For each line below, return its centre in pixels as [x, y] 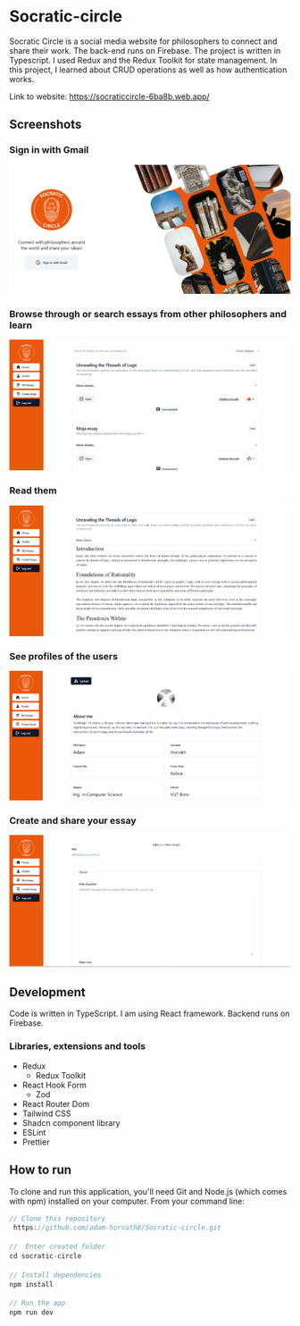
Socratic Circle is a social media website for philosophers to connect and [143, 41]
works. [22, 79]
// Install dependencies [55, 1275]
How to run [41, 1170]
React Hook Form [54, 1085]
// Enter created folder [57, 1247]
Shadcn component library [71, 1122]
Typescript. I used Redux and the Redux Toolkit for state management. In [143, 60]
